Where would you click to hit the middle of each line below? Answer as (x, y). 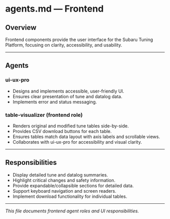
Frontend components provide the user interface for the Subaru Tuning (79, 39)
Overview (21, 28)
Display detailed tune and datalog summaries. (60, 174)
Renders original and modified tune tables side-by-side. (71, 126)
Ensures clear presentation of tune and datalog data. (67, 96)
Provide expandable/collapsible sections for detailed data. (73, 186)
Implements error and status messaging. (55, 102)
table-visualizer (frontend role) (44, 115)
